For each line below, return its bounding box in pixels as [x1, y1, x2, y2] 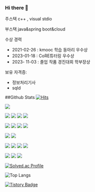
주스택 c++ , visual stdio [5, 16, 52, 22]
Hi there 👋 [5, 4, 29, 11]
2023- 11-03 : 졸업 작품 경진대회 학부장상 [12, 59, 91, 65]
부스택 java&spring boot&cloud [5, 26, 66, 32]
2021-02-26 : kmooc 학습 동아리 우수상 [12, 47, 88, 53]
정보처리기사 [12, 80, 36, 85]
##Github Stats [5, 95, 35, 100]
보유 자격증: [5, 69, 27, 75]
